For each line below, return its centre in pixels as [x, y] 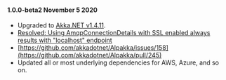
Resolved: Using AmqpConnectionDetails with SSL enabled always [114, 33]
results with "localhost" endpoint [65, 40]
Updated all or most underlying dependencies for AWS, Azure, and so [118, 62]
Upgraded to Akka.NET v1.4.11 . [61, 25]
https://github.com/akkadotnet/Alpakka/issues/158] [94, 48]
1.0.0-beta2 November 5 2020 [53, 10]
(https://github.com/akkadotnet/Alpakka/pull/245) [89, 55]
